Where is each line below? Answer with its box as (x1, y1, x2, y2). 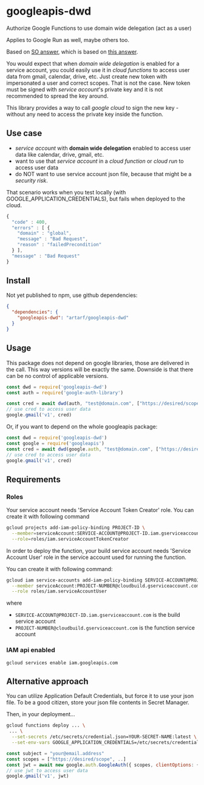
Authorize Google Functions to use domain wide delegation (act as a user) (6, 24, 192, 32)
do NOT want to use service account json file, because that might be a (15, 170, 192, 177)
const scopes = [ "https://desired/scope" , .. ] (6, 756, 126, 762)
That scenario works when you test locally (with (6, 188, 126, 196)
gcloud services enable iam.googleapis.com (6, 659, 118, 666)
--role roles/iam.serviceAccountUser (12, 588, 107, 595)
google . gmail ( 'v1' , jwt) (6, 773, 69, 780)
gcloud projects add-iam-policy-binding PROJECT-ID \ (6, 525, 146, 531)
